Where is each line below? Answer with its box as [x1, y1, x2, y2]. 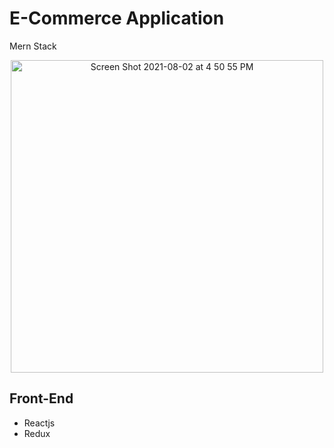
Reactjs [23, 417, 56, 429]
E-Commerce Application [9, 7, 225, 30]
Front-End [9, 390, 74, 407]
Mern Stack [9, 40, 57, 52]
